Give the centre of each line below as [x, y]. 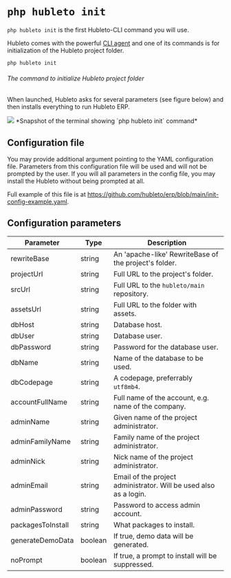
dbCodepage [32, 382]
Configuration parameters [64, 223]
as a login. [130, 493]
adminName [30, 421]
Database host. [138, 324]
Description [167, 243]
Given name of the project [155, 417]
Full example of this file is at [46, 194]
